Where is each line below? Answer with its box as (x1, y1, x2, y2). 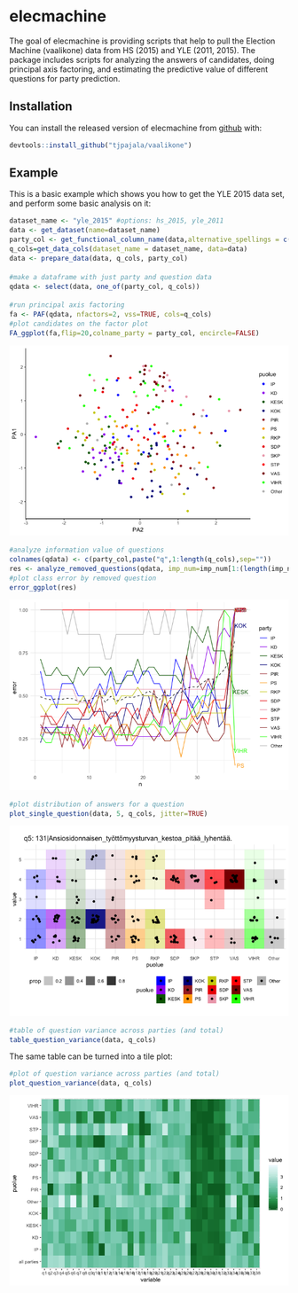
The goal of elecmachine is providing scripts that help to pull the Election (9, 35, 276, 46)
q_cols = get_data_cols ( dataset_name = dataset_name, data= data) (9, 245, 248, 254)
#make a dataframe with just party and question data (9, 272, 213, 281)
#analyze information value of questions (9, 545, 165, 555)
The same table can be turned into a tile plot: (9, 1051, 173, 1062)
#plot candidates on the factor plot (9, 319, 149, 329)
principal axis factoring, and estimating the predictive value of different (9, 64, 269, 74)
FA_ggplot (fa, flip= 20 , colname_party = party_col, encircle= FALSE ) (9, 328, 260, 338)
